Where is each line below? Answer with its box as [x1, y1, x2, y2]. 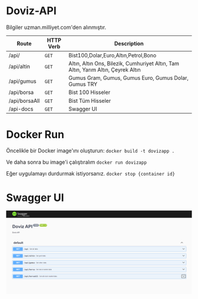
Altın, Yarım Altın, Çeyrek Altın [68, 66, 141, 73]
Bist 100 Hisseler [68, 89, 111, 96]
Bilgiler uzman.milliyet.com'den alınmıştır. [6, 24, 107, 31]
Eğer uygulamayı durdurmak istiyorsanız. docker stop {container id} [6, 170, 176, 177]
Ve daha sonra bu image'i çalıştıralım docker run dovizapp [6, 158, 147, 166]
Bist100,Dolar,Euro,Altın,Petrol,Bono [68, 51, 157, 58]
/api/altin [8, 63, 31, 70]
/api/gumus [8, 77, 37, 84]
